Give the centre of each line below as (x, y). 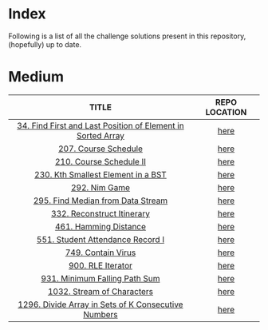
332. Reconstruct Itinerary (100, 213)
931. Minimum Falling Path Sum (100, 278)
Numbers (100, 314)
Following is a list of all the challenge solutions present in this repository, (127, 36)
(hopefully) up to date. (45, 44)
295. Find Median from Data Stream (100, 201)
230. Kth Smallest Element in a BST (101, 174)
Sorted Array (100, 135)
